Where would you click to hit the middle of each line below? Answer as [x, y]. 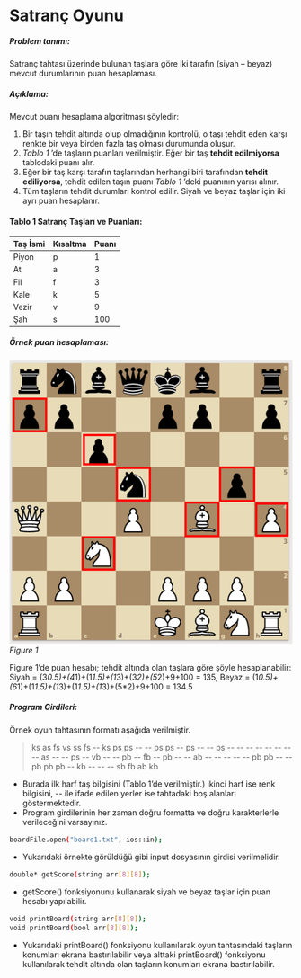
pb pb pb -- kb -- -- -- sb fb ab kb [95, 766]
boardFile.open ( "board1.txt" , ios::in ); [86, 840]
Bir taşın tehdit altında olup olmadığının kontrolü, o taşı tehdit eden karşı [155, 134]
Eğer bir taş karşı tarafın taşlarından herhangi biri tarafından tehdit [145, 173]
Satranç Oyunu [66, 16]
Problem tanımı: [40, 40]
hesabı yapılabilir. [54, 901]
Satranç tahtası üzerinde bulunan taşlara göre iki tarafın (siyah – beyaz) [141, 64]
